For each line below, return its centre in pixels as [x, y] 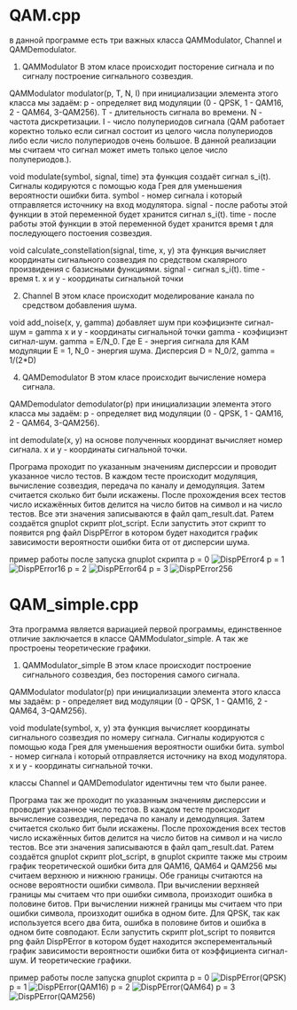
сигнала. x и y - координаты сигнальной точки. [98, 449]
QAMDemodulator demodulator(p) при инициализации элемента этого [141, 404]
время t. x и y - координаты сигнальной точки [97, 278]
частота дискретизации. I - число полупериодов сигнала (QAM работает [147, 122]
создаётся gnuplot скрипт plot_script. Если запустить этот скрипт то [138, 523]
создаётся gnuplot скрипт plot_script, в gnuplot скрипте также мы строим [148, 856]
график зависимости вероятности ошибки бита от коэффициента [133, 951]
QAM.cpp [45, 16]
